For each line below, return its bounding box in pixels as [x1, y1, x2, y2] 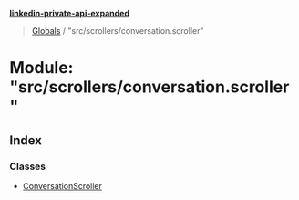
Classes [9, 160, 46, 173]
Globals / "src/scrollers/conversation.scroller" [31, 26, 204, 36]
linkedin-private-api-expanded [9, 8, 130, 18]
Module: [9, 58, 74, 79]
